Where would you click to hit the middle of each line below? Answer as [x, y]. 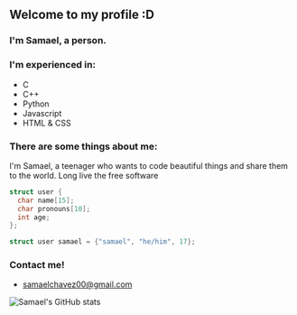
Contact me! [37, 265]
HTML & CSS [46, 123]
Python [36, 104]
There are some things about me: [84, 146]
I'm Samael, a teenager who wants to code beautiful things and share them [149, 165]
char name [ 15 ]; [46, 200]
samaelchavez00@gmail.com [77, 284]
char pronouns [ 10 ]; [54, 208]
